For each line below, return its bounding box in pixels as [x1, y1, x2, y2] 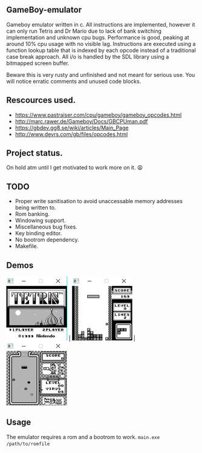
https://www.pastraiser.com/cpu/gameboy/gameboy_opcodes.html [15, 111, 182, 119]
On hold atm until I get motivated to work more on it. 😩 [6, 164, 143, 171]
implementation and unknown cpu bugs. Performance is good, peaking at [6, 33, 189, 41]
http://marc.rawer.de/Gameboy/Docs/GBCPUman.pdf [15, 117, 148, 125]
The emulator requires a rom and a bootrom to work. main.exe [6, 433, 160, 440]
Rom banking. [15, 210, 50, 218]
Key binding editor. [15, 230, 62, 237]
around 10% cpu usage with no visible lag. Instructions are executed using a [6, 40, 196, 47]
